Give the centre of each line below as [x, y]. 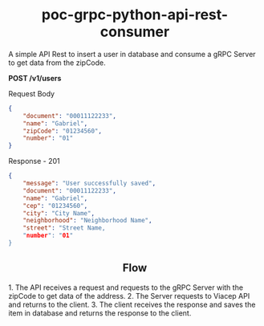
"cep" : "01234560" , [55, 206]
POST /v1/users [35, 78]
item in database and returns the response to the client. [100, 313]
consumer [135, 32]
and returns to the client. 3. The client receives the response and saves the [132, 304]
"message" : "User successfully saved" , [89, 183]
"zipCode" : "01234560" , [63, 131]
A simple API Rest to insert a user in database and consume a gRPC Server [132, 54]
